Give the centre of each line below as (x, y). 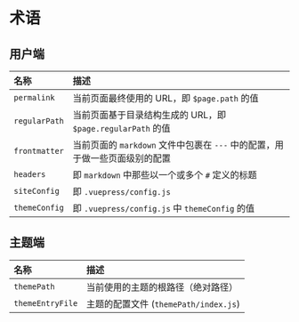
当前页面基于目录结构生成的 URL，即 (149, 115)
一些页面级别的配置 (131, 158)
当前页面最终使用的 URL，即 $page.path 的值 (166, 98)
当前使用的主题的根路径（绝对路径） (162, 287)
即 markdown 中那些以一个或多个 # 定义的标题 (165, 175)
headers (30, 174)
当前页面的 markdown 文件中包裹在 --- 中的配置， (174, 145)
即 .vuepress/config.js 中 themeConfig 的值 (164, 208)
